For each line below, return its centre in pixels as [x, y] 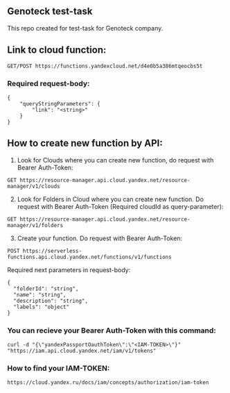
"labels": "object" [42, 307]
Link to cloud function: [57, 50]
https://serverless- [52, 251]
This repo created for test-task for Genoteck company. [85, 28]
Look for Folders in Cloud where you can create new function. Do [110, 199]
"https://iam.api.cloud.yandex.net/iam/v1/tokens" [82, 351]
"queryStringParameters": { [60, 103]
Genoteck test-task [50, 11]
